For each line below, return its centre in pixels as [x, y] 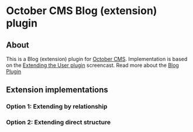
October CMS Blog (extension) [82, 11]
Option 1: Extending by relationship [57, 107]
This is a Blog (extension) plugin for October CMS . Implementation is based [97, 59]
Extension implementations [57, 90]
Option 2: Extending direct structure [58, 123]
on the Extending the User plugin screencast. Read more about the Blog [93, 65]
